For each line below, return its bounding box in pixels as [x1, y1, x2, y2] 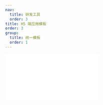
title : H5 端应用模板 [5, 21, 46, 26]
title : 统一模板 [9, 35, 41, 40]
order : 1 [9, 40, 28, 45]
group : [5, 30, 19, 35]
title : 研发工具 [9, 12, 41, 17]
